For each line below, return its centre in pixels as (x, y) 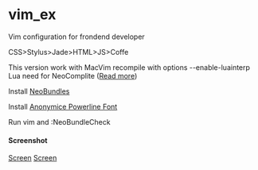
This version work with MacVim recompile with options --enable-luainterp (129, 67)
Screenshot (28, 140)
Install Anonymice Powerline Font (63, 106)
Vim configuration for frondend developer (76, 37)
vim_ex (32, 15)
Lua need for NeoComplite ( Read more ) (73, 75)
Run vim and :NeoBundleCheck (59, 122)
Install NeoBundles (39, 91)
